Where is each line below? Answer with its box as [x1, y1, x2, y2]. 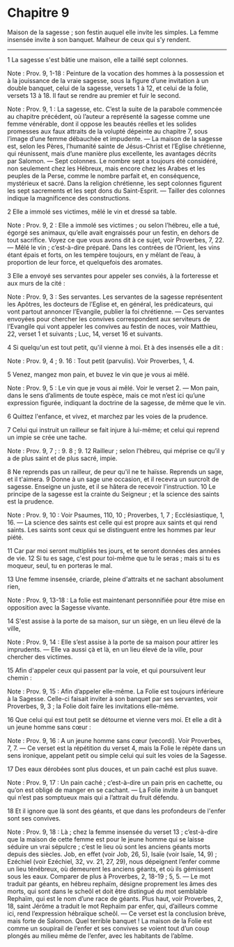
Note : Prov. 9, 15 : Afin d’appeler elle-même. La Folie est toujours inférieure [7, 687, 224, 696]
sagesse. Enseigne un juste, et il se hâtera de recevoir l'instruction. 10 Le [7, 482, 216, 490]
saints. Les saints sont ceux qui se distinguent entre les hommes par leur [7, 525, 217, 534]
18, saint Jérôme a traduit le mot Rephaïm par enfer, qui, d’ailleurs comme [7, 902, 218, 910]
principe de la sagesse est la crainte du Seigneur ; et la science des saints [7, 490, 220, 498]
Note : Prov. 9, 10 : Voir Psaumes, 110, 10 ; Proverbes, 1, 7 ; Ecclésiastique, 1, [7, 511, 224, 519]
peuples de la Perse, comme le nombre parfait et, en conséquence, [7, 171, 201, 179]
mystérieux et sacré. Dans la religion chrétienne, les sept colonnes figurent [7, 179, 222, 187]
